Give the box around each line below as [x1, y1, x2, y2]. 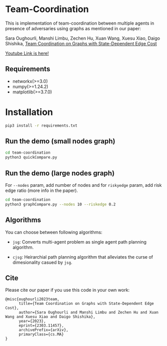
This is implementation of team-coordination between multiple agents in [5, 20, 154, 26]
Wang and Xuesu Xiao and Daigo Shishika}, [5, 314, 96, 319]
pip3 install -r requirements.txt [5, 123, 78, 128]
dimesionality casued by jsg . [12, 259, 72, 265]
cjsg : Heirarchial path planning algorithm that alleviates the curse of [12, 254, 153, 260]
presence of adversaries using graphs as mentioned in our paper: [5, 25, 141, 31]
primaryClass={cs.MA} [18, 332, 64, 337]
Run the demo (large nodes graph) [5, 169, 115, 177]
